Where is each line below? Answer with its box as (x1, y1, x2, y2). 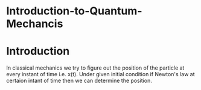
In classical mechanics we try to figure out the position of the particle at (6, 64, 185, 71)
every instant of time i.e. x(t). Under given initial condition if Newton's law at (6, 71, 195, 78)
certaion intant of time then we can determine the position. (6, 77, 152, 85)
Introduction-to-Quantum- (6, 4, 142, 18)
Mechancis (6, 17, 63, 31)
